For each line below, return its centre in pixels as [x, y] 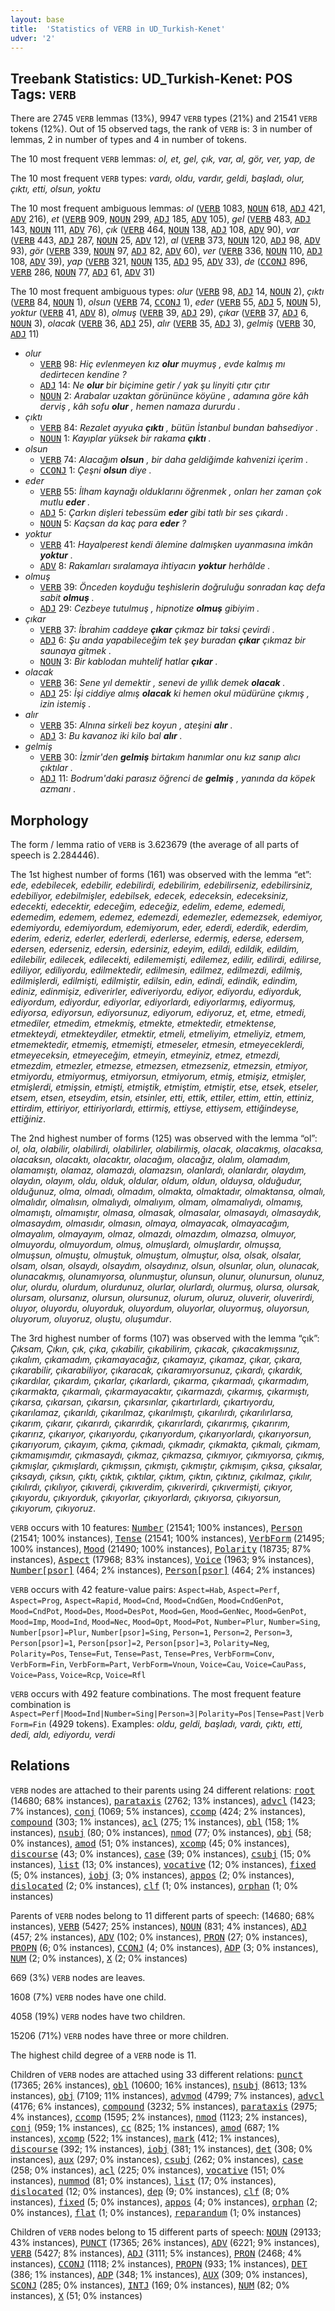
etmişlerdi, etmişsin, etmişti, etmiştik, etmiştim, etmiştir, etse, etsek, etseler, [165, 1087]
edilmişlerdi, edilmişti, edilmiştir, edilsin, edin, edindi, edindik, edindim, [154, 980]
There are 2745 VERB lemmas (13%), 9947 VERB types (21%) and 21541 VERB [164, 118]
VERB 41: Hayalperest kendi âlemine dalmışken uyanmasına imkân [176, 545]
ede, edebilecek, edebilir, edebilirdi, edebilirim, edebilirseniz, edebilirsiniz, [161, 885]
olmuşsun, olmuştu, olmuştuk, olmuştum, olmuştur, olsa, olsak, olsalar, [156, 1255]
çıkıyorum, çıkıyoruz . [53, 1508]
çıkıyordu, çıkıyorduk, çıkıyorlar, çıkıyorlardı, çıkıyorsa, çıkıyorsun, [146, 1497]
